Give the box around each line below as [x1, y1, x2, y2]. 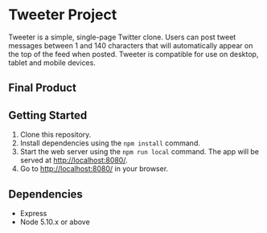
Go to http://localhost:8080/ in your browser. [19, 164, 169, 174]
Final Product [8, 81, 76, 95]
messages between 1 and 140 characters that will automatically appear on [8, 40, 253, 50]
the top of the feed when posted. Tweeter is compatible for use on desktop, [8, 49, 259, 59]
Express [19, 208, 47, 218]
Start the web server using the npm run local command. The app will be [19, 147, 260, 157]
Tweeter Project [8, 6, 117, 24]
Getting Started [8, 108, 88, 122]
